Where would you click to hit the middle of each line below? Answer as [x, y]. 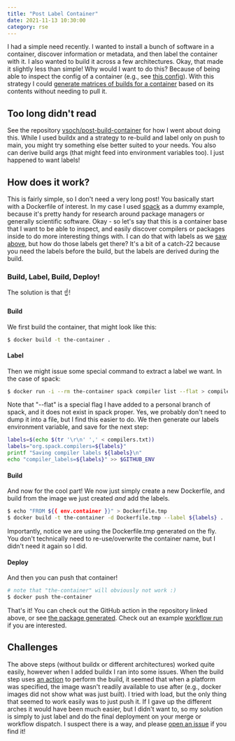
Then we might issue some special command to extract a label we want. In [115, 371]
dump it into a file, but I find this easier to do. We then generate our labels [113, 420]
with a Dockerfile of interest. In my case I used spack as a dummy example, [116, 206]
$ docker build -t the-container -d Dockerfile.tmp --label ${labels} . [115, 518]
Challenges [33, 647]
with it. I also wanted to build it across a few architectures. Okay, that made [115, 62]
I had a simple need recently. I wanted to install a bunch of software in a [111, 47]
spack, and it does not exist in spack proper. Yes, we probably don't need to [117, 412]
